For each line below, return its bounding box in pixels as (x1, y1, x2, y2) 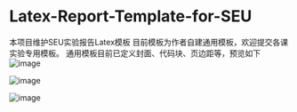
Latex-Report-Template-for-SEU (9, 6, 253, 27)
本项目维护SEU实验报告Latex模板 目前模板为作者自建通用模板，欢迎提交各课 (9, 36, 289, 47)
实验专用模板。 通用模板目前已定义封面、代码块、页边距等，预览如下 (9, 47, 261, 59)
